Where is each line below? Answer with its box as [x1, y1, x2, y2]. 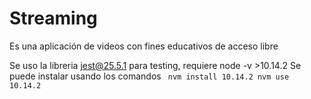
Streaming [9, 7, 98, 30]
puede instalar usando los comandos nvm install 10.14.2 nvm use [9, 70, 290, 82]
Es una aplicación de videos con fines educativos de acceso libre [9, 40, 279, 52]
